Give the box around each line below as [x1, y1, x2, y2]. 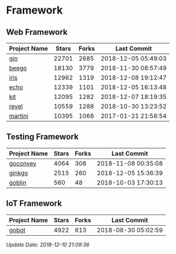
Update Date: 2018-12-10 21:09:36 [6, 241, 90, 248]
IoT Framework [6, 199, 62, 209]
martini [9, 112, 28, 120]
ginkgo [9, 169, 28, 177]
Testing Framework [6, 132, 79, 142]
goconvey [9, 159, 37, 167]
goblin [9, 178, 26, 186]
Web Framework [6, 27, 68, 37]
